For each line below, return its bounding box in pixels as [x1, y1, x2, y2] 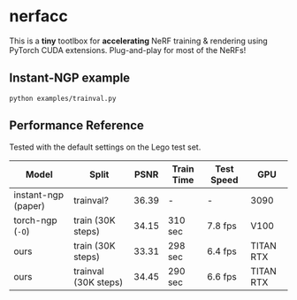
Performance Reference [9, 118, 144, 134]
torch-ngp [13, 214, 57, 227]
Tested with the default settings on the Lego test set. [9, 142, 202, 152]
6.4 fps [206, 245, 237, 258]
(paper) [13, 199, 46, 212]
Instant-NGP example [9, 71, 131, 86]
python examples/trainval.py [9, 94, 117, 103]
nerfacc [9, 6, 68, 27]
